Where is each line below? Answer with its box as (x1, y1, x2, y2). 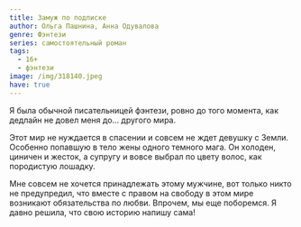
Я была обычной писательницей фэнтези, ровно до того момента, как (9, 104, 279, 115)
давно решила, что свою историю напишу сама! (9, 206, 196, 217)
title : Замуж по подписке (9, 13, 106, 23)
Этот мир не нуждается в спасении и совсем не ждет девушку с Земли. (9, 132, 289, 142)
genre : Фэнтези (9, 30, 67, 39)
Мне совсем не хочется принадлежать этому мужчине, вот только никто (9, 177, 292, 189)
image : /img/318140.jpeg (9, 72, 103, 81)
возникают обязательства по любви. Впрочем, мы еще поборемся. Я (9, 197, 277, 208)
